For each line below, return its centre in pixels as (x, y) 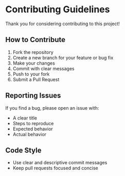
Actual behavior (30, 134)
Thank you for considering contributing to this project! (62, 24)
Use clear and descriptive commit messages (60, 163)
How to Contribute (35, 40)
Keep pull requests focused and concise (56, 168)
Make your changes (34, 63)
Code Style (23, 150)
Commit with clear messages (43, 68)
